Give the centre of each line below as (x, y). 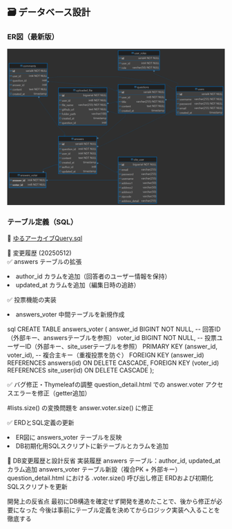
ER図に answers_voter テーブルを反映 (69, 438)
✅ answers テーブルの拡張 (45, 262)
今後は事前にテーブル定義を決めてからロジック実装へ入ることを (130, 510)
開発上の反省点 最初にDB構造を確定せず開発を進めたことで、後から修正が (112, 501)
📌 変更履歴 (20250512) (39, 253)
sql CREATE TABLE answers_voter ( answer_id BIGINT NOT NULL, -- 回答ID (114, 329)
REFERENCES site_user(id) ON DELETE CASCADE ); (81, 370)
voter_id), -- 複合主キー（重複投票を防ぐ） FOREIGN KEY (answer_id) (106, 355)
